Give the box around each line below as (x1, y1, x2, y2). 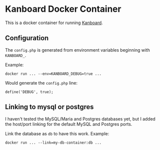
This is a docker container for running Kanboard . (5, 20, 103, 26)
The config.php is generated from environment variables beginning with (5, 47, 150, 53)
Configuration (5, 34, 49, 42)
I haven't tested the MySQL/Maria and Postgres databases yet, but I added (5, 116, 156, 121)
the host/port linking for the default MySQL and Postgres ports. (5, 121, 133, 127)
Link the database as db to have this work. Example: (5, 130, 109, 136)
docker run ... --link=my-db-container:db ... (5, 140, 102, 145)
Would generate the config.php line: (5, 80, 78, 86)
